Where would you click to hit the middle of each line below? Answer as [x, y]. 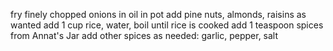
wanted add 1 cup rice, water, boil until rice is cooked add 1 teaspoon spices [167, 25]
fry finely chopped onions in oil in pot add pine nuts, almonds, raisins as [158, 14]
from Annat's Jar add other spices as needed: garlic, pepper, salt [144, 35]
